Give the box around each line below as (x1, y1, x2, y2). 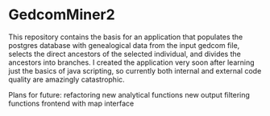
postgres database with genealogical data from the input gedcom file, (8, 40, 240, 50)
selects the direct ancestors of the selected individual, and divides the (8, 49, 242, 58)
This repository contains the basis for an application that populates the (8, 32, 243, 42)
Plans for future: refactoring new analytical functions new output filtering (8, 90, 250, 99)
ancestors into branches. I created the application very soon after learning (8, 58, 255, 67)
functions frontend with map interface (8, 98, 135, 108)
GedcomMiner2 (8, 6, 115, 24)
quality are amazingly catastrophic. (8, 74, 125, 84)
